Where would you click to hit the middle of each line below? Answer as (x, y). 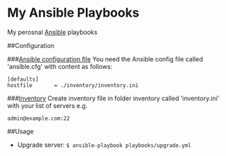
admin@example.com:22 (39, 118)
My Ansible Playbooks (73, 13)
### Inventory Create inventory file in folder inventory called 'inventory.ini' (113, 98)
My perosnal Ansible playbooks (52, 32)
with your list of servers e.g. (47, 105)
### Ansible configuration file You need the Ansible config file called (105, 59)
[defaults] (23, 79)
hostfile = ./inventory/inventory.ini (73, 85)
